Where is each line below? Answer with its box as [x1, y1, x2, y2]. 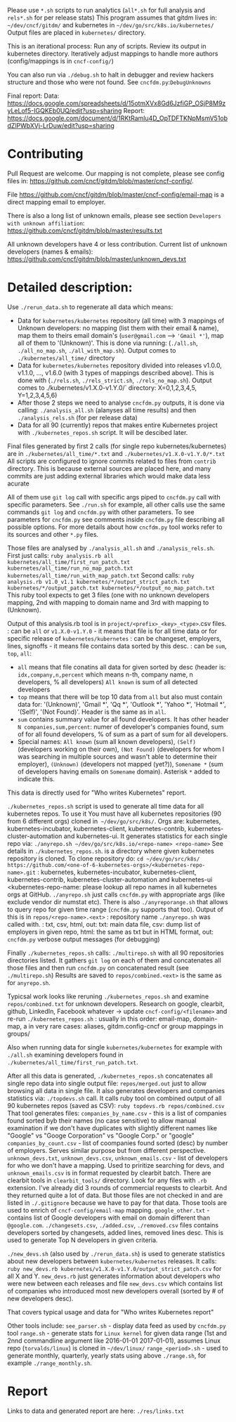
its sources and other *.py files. [7, 530, 99, 538]
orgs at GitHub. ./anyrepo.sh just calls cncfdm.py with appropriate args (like [7, 890, 225, 899]
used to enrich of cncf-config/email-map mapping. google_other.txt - [7, 1206, 210, 1214]
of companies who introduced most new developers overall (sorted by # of [7, 1286, 224, 1295]
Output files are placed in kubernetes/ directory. [7, 28, 146, 37]
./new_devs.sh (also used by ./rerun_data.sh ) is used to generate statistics [7, 1249, 225, 1258]
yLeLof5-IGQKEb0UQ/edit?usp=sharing [7, 107, 122, 115]
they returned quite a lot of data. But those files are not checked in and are [7, 1191, 223, 1199]
